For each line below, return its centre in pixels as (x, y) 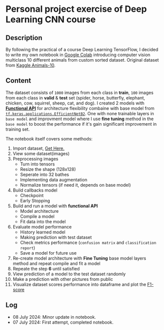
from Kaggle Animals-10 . (31, 65)
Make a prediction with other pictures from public (63, 279)
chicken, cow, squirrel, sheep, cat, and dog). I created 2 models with (75, 103)
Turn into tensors (37, 164)
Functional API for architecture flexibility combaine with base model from (80, 108)
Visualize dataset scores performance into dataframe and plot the (80, 284)
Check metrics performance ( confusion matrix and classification (88, 242)
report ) (28, 248)
